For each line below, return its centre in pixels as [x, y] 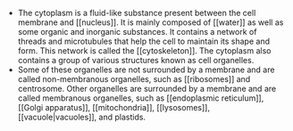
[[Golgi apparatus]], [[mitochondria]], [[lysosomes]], [113, 107]
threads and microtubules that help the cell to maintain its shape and [144, 41]
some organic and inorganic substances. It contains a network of [137, 32]
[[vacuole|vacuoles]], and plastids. [81, 117]
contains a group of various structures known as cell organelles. [136, 60]
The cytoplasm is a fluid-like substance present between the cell [137, 13]
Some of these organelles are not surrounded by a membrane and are [146, 70]
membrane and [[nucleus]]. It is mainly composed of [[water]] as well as [151, 22]
